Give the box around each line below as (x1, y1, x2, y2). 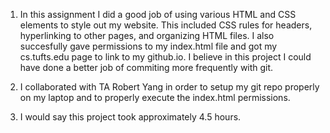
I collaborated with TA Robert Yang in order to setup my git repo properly (19, 81, 320, 93)
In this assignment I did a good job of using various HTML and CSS (19, 9, 297, 20)
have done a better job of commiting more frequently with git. (19, 62, 274, 73)
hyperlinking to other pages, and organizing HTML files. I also (19, 30, 275, 41)
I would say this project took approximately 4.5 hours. (19, 111, 242, 123)
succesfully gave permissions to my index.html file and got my (19, 40, 278, 52)
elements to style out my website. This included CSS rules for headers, (19, 19, 313, 31)
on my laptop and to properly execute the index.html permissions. (19, 92, 291, 103)
